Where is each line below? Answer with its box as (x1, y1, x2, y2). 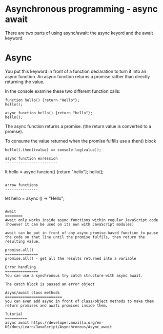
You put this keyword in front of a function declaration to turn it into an (5, 68, 146, 74)
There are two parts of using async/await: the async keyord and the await (5, 30, 153, 36)
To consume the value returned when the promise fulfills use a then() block (5, 138, 156, 144)
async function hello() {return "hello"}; (5, 110, 93, 115)
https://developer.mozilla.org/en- (31, 320, 104, 325)
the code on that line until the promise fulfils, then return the (5, 234, 145, 240)
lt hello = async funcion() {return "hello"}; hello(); (5, 168, 104, 174)
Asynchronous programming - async (5, 3, 158, 15)
